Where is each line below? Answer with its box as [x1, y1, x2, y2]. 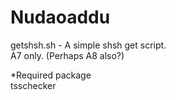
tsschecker [10, 79, 57, 91]
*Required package [10, 69, 92, 81]
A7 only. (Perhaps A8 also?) [10, 49, 125, 61]
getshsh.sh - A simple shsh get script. [10, 39, 167, 51]
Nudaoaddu [10, 6, 111, 29]
